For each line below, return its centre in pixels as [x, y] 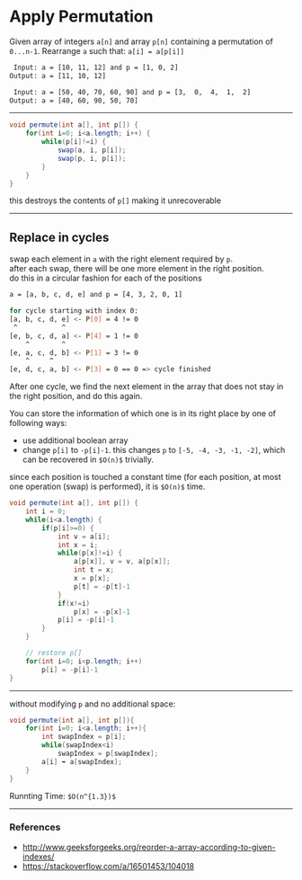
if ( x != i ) [74, 603]
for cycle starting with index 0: [74, 311]
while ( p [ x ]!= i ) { [90, 553]
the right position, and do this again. [76, 396]
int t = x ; [94, 570]
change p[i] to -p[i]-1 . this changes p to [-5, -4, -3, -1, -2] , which [154, 450]
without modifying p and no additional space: [93, 704]
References [35, 827]
